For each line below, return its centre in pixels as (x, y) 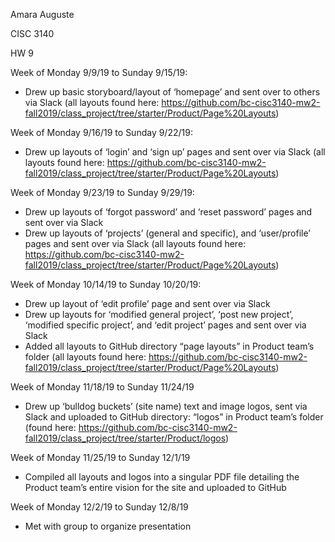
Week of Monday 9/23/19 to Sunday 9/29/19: (102, 192)
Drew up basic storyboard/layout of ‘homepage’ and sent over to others (172, 92)
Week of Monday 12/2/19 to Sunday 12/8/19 (99, 507)
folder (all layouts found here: (85, 357)
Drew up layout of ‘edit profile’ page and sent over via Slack (147, 303)
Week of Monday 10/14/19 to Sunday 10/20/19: (106, 284)
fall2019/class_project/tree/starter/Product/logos (125, 438)
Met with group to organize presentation (108, 526)
